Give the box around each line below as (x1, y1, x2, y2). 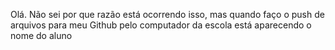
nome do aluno (10, 30, 73, 41)
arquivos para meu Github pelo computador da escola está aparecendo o (10, 19, 312, 31)
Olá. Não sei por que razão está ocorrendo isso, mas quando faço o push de (10, 9, 325, 20)
